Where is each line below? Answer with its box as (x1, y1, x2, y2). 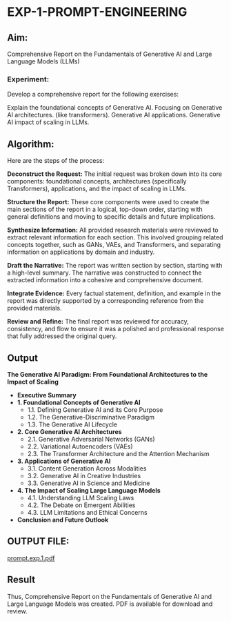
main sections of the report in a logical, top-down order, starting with (7, 205, 203, 214)
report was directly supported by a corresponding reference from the (7, 297, 204, 305)
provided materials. (7, 304, 62, 313)
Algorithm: (7, 138, 54, 150)
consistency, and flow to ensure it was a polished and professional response (7, 325, 224, 333)
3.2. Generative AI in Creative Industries (27, 471, 141, 480)
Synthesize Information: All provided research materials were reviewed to (7, 226, 219, 235)
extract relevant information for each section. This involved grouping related (7, 233, 223, 241)
